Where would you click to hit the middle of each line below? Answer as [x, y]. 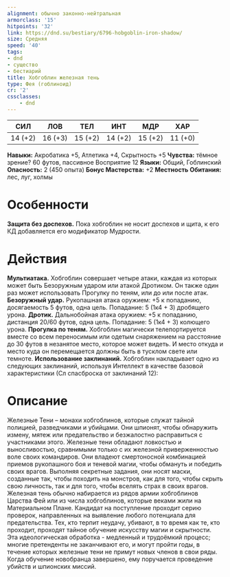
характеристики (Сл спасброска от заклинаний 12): [83, 373]
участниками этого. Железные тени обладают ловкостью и [94, 442]
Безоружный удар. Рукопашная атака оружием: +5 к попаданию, [104, 300]
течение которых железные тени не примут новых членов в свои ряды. [112, 552]
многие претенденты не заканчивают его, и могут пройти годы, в [104, 544]
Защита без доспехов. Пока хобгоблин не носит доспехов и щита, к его [113, 224]
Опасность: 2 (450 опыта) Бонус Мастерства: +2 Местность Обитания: [114, 169]
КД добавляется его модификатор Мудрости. [74, 231]
